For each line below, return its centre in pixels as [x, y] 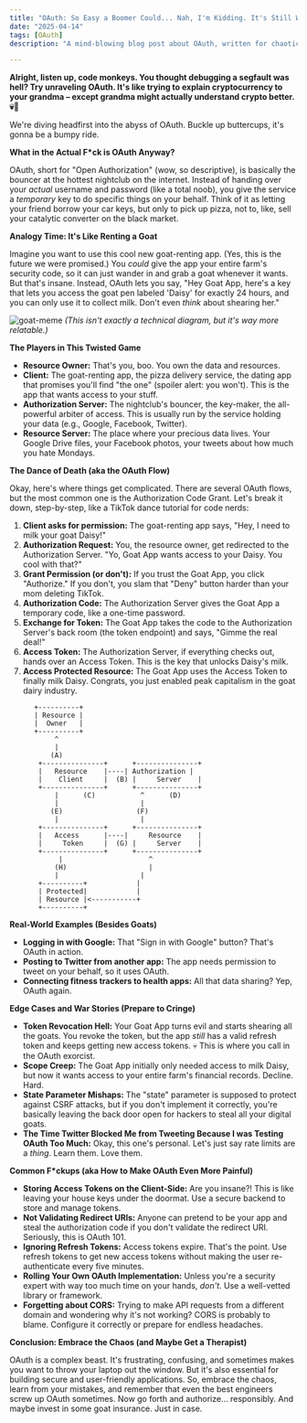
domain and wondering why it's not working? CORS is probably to [147, 1315]
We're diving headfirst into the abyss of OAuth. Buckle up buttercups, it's [147, 125]
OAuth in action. [53, 952]
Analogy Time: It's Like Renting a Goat [84, 236]
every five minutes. [108, 1267]
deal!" [34, 642]
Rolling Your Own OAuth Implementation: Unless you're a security [149, 1276]
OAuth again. [47, 991]
